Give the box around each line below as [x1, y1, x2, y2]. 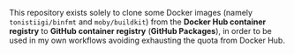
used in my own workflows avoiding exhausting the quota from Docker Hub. [9, 35, 285, 45]
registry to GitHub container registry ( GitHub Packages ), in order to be [9, 26, 272, 36]
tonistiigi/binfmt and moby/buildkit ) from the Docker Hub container [9, 17, 267, 27]
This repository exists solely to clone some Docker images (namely [9, 8, 253, 17]
